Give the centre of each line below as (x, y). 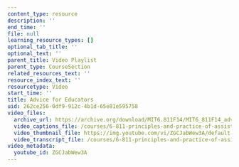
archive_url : (33, 119)
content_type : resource (43, 14)
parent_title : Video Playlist (52, 60)
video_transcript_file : (49, 139)
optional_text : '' (34, 54)
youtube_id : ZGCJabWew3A (51, 153)
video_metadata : (31, 146)
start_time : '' (30, 93)
